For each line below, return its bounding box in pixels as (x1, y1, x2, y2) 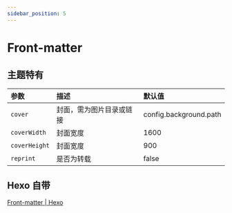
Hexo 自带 (7, 180, 50, 192)
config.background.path (143, 109, 222, 119)
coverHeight (10, 141, 50, 149)
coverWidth (10, 129, 46, 136)
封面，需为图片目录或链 (56, 104, 133, 114)
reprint (10, 154, 36, 163)
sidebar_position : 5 (7, 10, 67, 17)
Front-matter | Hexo (7, 198, 64, 207)
